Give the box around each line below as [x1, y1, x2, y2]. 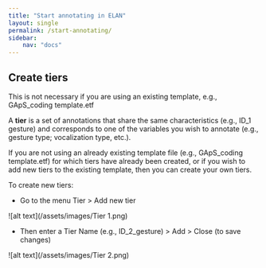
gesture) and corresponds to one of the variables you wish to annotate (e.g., [8, 124, 259, 134]
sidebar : [8, 33, 37, 42]
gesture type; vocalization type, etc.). [8, 132, 131, 142]
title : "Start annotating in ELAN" [8, 11, 127, 20]
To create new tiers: [8, 180, 74, 189]
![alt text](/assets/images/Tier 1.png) [8, 211, 128, 220]
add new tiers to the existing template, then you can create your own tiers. [8, 165, 252, 174]
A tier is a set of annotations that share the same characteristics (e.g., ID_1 [8, 115, 252, 125]
